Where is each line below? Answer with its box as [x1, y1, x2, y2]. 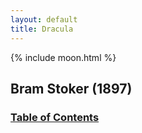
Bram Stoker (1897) [10, 80, 133, 97]
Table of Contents [10, 110, 100, 124]
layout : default [10, 14, 78, 25]
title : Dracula [10, 24, 74, 34]
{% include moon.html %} [10, 51, 117, 63]
